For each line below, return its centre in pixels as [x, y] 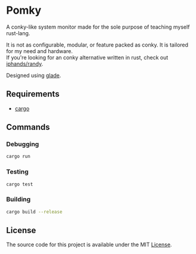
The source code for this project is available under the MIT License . [89, 244]
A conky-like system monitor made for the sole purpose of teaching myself [98, 27]
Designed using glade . [34, 75]
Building [18, 199]
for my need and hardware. [40, 51]
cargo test [20, 184]
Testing [17, 172]
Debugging [23, 144]
